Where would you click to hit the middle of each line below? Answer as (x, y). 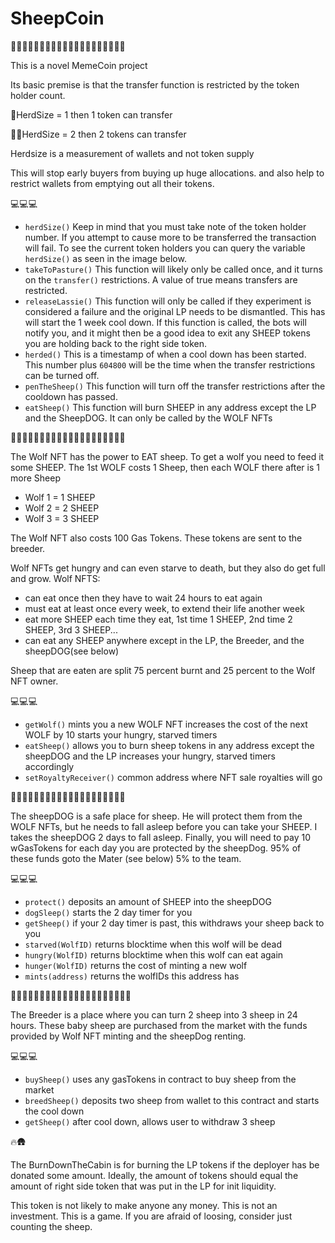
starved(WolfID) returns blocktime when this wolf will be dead (153, 944)
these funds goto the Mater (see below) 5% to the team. (126, 858)
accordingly (49, 766)
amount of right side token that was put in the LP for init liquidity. (143, 1186)
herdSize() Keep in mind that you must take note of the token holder (165, 226)
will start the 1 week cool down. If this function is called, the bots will (165, 322)
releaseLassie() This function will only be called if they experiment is (168, 301)
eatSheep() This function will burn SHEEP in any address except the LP (170, 407)
